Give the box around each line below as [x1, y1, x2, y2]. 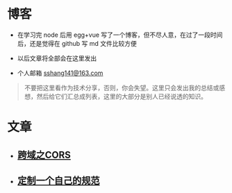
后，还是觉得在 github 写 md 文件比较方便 [17, 39, 138, 47]
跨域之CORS [17, 149, 72, 160]
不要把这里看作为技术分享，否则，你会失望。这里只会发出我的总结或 [24, 83, 219, 92]
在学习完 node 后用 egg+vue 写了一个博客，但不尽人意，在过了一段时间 [17, 31, 223, 39]
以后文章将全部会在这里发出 [17, 53, 97, 62]
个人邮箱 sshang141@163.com [17, 69, 103, 77]
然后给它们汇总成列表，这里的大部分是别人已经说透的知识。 [36, 92, 207, 101]
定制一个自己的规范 [17, 174, 100, 186]
